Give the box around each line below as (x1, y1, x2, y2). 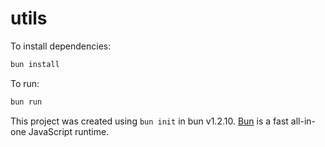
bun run (10, 97, 43, 107)
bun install (10, 59, 60, 69)
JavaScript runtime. (28, 125, 110, 137)
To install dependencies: (10, 40, 112, 52)
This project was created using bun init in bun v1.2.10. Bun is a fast (10, 115, 289, 127)
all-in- (290, 115, 316, 127)
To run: (10, 77, 40, 89)
